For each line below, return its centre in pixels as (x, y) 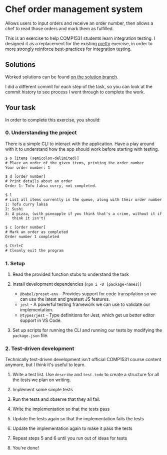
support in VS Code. (41, 320)
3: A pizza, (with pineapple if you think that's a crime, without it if (84, 214)
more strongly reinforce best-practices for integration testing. (68, 49)
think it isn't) (29, 218)
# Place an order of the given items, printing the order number (74, 163)
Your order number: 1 (28, 167)
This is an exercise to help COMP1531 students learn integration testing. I (80, 38)
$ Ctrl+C (14, 246)
